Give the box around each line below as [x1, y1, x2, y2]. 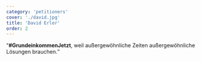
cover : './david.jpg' [6, 14, 61, 20]
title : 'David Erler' [6, 20, 61, 26]
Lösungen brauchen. [6, 48, 58, 56]
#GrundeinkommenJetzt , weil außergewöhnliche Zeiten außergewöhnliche [8, 42, 196, 49]
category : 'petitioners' [6, 8, 68, 15]
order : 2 [6, 25, 28, 32]
